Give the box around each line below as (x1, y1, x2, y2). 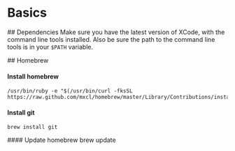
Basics (7, 5, 48, 21)
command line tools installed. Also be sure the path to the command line (7, 35, 215, 43)
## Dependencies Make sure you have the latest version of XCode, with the (7, 28, 225, 36)
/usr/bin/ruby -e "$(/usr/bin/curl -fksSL (7, 88, 133, 95)
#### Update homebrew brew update (7, 136, 117, 144)
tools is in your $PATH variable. (7, 42, 93, 51)
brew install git (7, 124, 58, 131)
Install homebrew (7, 72, 59, 81)
